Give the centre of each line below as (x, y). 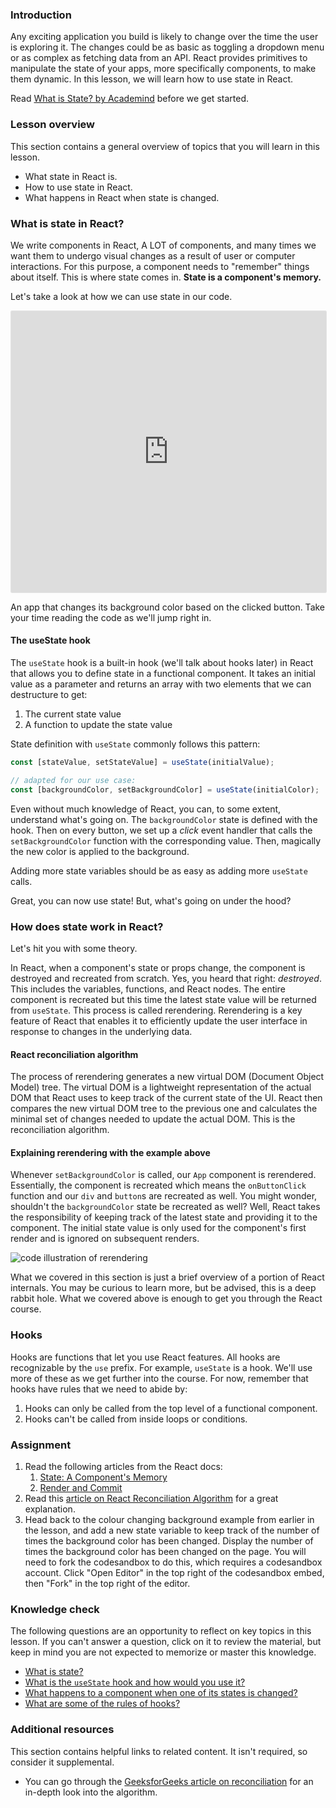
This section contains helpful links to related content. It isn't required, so (159, 1751)
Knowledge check (55, 1609)
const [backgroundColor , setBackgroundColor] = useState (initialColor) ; (165, 789)
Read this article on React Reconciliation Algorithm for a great (151, 1499)
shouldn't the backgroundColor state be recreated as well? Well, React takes (165, 1207)
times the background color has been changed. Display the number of (169, 1541)
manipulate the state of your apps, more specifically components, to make (163, 69)
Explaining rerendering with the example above (110, 1152)
